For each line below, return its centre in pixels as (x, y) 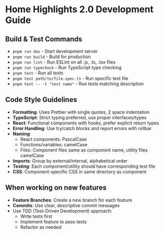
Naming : (22, 134)
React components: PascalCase (54, 139)
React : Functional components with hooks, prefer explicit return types (86, 123)
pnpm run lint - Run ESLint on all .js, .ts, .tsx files (64, 62)
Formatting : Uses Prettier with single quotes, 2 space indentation (81, 112)
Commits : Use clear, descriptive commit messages (66, 205)
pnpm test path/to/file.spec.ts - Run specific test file (70, 78)
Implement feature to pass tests (53, 222)
